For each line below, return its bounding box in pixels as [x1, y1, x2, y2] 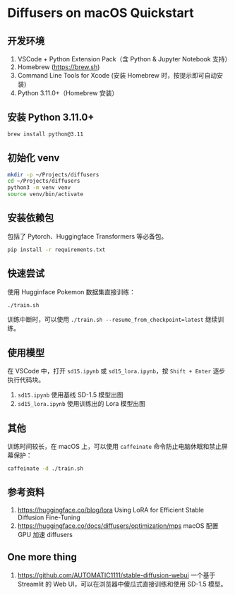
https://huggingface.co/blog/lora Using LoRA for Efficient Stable [17, 505, 205, 514]
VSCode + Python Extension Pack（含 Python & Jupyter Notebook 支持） [17, 55, 231, 63]
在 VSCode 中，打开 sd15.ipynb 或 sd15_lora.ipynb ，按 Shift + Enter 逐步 [7, 367, 226, 375]
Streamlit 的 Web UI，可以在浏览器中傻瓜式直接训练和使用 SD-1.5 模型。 [17, 579, 227, 588]
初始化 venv [7, 152, 60, 164]
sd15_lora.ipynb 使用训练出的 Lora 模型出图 [17, 399, 146, 408]
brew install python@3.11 [7, 131, 83, 138]
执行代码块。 [7, 375, 44, 384]
